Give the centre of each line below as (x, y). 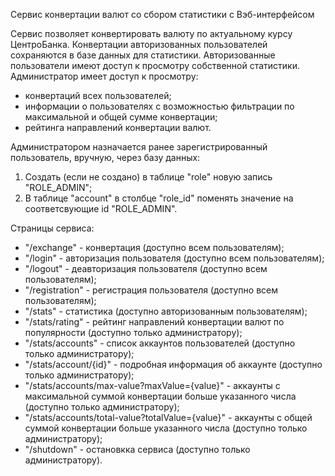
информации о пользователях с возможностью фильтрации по (159, 106)
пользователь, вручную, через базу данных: (105, 157)
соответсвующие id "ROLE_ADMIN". (101, 208)
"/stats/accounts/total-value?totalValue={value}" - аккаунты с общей (168, 417)
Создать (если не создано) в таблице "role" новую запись (148, 177)
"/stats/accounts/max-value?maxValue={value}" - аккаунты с (152, 385)
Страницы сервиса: (52, 228)
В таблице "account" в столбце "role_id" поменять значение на (159, 198)
